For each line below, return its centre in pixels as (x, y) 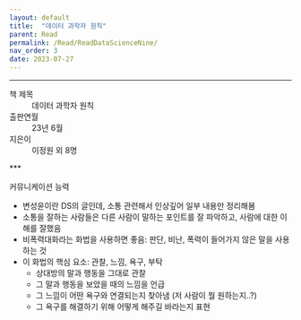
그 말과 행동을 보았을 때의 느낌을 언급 (100, 284)
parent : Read (34, 34)
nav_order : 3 (34, 51)
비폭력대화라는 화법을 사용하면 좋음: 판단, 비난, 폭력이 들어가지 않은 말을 (147, 239)
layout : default (39, 17)
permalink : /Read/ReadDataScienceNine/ (84, 43)
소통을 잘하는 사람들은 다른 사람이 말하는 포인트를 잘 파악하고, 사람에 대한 (150, 217)
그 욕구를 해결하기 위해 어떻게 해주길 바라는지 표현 (123, 307)
